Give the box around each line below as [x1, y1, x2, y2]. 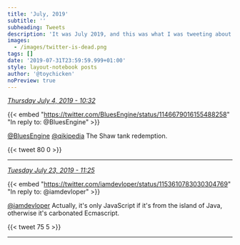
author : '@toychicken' [7, 70, 75, 77]
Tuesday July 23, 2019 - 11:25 [7, 166, 95, 175]
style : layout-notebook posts [7, 64, 98, 71]
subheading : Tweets [7, 24, 66, 31]
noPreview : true [7, 76, 56, 84]
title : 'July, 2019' [7, 10, 69, 18]
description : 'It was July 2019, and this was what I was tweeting [7, 30, 213, 38]
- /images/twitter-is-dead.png [14, 44, 107, 51]
